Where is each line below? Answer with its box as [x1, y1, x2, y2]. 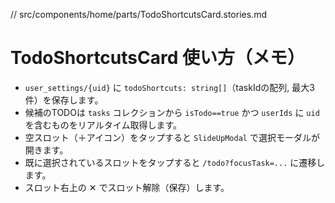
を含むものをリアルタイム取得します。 [24, 119, 182, 131]
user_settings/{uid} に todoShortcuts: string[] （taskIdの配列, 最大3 [24, 81, 315, 93]
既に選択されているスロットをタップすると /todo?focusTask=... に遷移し [24, 156, 326, 168]
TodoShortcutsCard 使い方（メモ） [10, 47, 305, 69]
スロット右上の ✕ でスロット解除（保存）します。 [24, 181, 230, 193]
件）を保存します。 [24, 94, 104, 106]
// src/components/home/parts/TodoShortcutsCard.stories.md [10, 9, 267, 20]
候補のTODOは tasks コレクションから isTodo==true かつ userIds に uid [24, 106, 320, 118]
